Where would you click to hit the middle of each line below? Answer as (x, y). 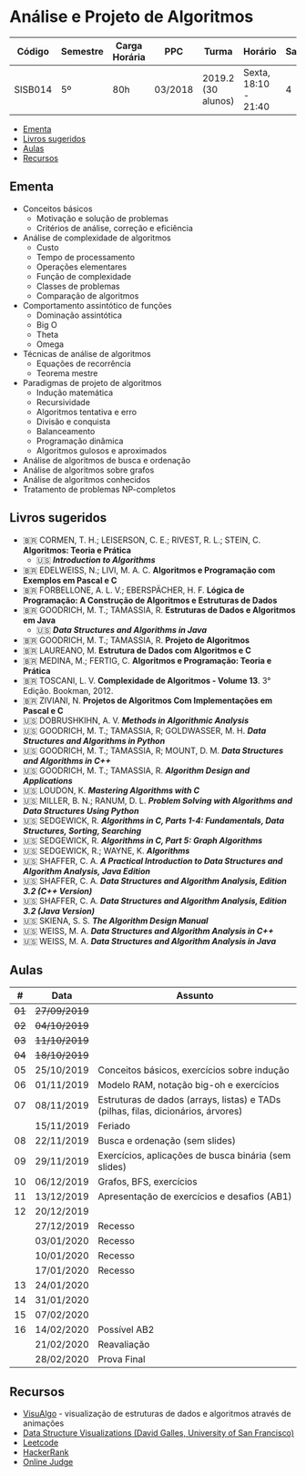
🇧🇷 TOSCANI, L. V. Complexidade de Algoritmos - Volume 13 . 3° (147, 680)
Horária (129, 56)
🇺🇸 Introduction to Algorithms (96, 560)
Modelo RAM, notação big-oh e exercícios (189, 1085)
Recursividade (63, 402)
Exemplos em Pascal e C (70, 580)
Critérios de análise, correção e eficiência (115, 228)
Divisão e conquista (73, 422)
